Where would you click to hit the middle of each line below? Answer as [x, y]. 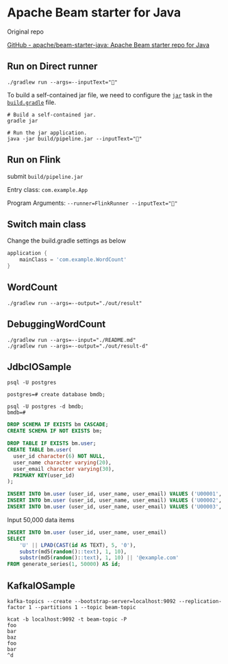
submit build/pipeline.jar [45, 176]
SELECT [16, 539]
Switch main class [47, 224]
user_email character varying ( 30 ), [64, 469]
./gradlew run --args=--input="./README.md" [72, 340]
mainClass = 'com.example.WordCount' [73, 260]
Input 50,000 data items [41, 519]
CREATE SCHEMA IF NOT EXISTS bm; [55, 431]
